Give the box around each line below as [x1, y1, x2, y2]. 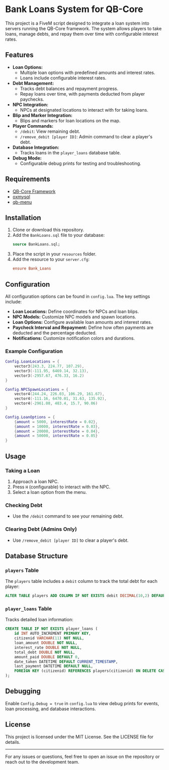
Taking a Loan [5, 467, 40, 474]
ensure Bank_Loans [12, 266, 51, 271]
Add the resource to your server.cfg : [12, 256, 90, 263]
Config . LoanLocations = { [5, 359, 59, 364]
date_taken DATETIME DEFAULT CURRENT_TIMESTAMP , [14, 659, 118, 664]
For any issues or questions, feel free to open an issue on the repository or [5, 753, 160, 759]
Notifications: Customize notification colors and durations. [12, 335, 135, 341]
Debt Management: [12, 80, 54, 86]
